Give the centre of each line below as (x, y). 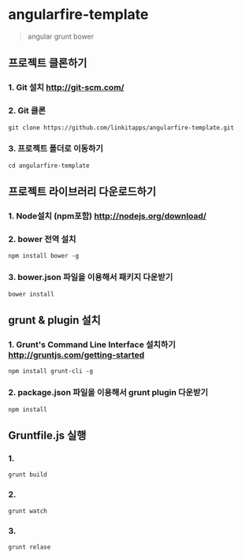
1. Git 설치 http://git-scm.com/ (66, 88)
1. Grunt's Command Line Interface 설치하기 (92, 345)
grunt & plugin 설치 (54, 320)
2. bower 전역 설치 (42, 240)
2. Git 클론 (27, 110)
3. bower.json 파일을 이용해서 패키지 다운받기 (91, 278)
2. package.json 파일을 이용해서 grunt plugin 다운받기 (108, 393)
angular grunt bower (61, 36)
